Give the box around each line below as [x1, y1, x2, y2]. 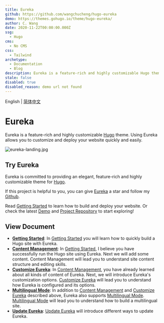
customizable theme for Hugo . [5, 179, 66, 185]
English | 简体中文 [5, 98, 41, 104]
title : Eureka [5, 7, 34, 12]
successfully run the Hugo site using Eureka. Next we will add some [12, 251, 149, 257]
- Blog [9, 66, 23, 71]
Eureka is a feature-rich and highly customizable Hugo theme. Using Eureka [5, 132, 158, 138]
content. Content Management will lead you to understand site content [12, 256, 155, 262]
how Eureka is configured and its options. [12, 282, 96, 288]
